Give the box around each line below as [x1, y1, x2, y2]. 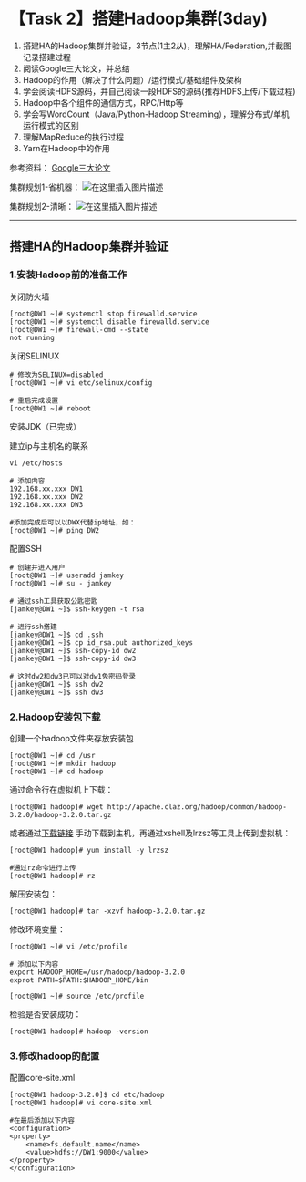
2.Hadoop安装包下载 [9, 710, 101, 723]
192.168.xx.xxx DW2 [9, 492, 84, 502]
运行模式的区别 [22, 119, 79, 130]
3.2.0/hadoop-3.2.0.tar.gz [9, 810, 112, 819]
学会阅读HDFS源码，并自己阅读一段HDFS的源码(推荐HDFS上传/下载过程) [22, 86, 296, 97]
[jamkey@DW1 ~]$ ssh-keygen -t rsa [9, 604, 145, 614]
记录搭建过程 [22, 51, 71, 62]
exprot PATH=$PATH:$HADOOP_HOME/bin [9, 975, 148, 985]
